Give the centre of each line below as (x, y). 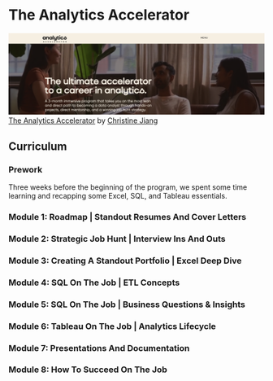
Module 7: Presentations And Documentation (99, 348)
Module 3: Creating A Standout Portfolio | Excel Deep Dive (125, 261)
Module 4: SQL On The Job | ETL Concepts (94, 282)
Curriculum (38, 146)
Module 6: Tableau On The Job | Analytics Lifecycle (113, 326)
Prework (26, 169)
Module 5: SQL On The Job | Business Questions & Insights (127, 304)
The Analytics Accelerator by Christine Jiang (83, 120)
